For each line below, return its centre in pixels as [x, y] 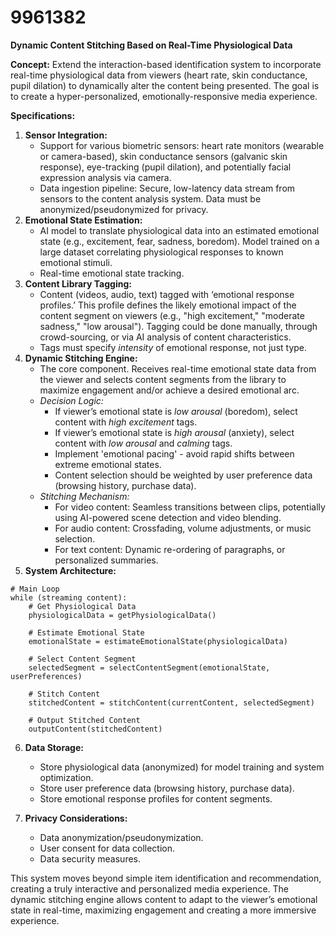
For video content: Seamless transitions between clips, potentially [190, 507]
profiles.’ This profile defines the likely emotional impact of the [168, 305]
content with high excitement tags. [126, 422]
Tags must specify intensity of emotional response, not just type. [173, 347]
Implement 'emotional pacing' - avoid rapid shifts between [174, 453]
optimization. [66, 777]
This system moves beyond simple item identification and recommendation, [166, 878]
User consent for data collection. [107, 848]
